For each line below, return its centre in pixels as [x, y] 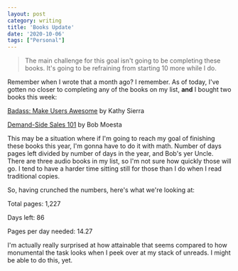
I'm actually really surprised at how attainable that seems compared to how [117, 245]
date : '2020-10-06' [36, 34]
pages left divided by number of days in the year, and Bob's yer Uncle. [110, 154]
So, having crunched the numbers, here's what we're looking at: [101, 190]
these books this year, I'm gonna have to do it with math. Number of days [114, 146]
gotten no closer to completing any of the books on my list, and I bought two [119, 90]
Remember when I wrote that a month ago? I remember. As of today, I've [113, 82]
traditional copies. [34, 176]
